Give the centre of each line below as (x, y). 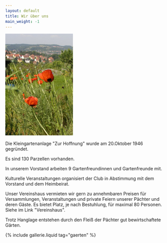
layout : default (22, 11)
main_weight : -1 (22, 21)
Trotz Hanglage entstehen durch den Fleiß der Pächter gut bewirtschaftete (83, 220)
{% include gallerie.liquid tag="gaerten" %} (51, 235)
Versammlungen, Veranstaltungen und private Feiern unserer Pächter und (82, 199)
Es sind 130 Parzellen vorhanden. (40, 159)
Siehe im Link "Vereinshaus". (35, 210)
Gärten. (13, 225)
